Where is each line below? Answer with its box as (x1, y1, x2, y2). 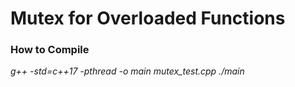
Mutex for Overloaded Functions (10, 7, 286, 30)
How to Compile (10, 43, 90, 57)
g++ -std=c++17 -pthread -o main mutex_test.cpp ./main (10, 65, 245, 77)
